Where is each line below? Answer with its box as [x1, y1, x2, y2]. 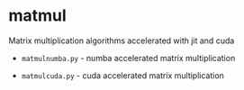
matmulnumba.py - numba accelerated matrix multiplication [21, 52, 236, 63]
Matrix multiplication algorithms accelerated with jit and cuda [8, 35, 235, 46]
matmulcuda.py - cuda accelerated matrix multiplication [21, 69, 224, 81]
